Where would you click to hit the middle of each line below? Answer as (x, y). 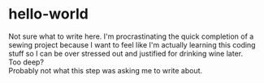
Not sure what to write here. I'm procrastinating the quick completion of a (131, 36)
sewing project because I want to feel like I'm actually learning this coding (132, 44)
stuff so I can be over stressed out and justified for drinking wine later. (126, 53)
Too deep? (26, 62)
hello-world (49, 14)
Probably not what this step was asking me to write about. (106, 70)
